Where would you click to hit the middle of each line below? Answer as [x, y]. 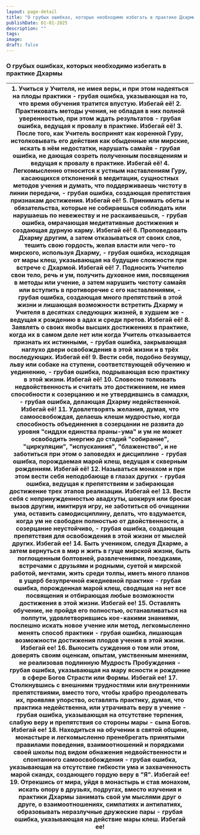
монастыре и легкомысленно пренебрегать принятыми [100, 737]
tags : [13, 34]
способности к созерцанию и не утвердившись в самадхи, [100, 394]
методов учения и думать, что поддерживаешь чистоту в [100, 185]
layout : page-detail [32, 12]
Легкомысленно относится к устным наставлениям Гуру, [100, 171]
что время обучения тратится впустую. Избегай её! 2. [100, 104]
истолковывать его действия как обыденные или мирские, [100, 141]
